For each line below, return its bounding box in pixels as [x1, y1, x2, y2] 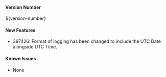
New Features [5, 27, 36, 33]
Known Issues [5, 56, 36, 61]
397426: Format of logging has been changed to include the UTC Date [12, 38, 161, 44]
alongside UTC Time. [12, 44, 57, 50]
